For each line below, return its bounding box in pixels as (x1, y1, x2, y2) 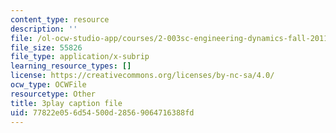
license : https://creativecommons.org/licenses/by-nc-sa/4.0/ (10, 71, 275, 81)
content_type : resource (10, 14, 110, 25)
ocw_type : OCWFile (10, 80, 87, 90)
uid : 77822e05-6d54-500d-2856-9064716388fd (10, 107, 195, 118)
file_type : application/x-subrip (10, 52, 150, 62)
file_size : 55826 (10, 42, 83, 53)
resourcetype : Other (10, 89, 97, 99)
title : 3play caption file (10, 98, 123, 108)
